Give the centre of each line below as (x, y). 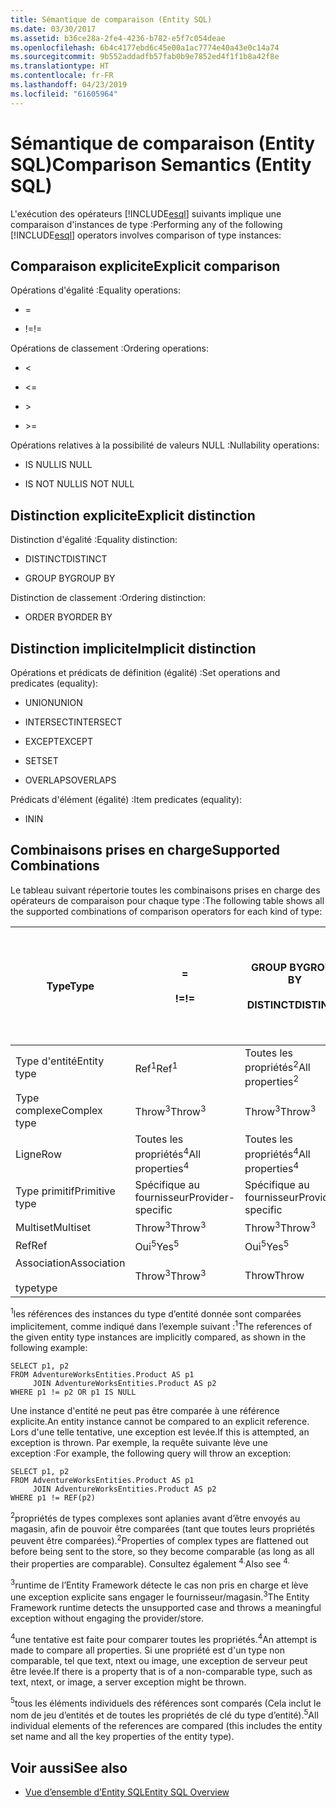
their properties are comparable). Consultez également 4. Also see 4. (150, 1563)
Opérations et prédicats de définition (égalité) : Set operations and (145, 672)
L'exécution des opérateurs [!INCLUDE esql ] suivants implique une (146, 213)
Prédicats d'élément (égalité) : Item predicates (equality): (126, 799)
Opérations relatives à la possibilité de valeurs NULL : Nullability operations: (165, 445)
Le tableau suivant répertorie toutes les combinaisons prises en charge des (165, 890)
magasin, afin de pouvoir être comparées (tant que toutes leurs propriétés (162, 1528)
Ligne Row (38, 1154)
